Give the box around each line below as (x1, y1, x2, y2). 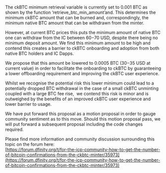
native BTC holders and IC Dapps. (5, 50, 74, 56)
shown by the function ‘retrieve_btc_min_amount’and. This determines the (5, 9, 156, 15)
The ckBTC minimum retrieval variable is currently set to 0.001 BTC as (5, 4, 148, 10)
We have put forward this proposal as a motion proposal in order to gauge (5, 111, 156, 117)
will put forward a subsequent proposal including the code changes (5, 121, 143, 127)
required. (5, 127, 24, 132)
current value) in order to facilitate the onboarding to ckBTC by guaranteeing (5, 65, 162, 71)
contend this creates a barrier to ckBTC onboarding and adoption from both (5, 45, 160, 51)
